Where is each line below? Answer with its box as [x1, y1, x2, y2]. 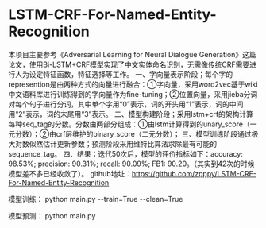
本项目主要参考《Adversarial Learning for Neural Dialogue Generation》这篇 [8, 49, 256, 59]
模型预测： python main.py [8, 211, 96, 220]
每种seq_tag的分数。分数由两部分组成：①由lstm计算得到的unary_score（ [8, 119, 250, 129]
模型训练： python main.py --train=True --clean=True [8, 194, 183, 203]
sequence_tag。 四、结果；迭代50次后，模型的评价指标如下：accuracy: [8, 149, 244, 158]
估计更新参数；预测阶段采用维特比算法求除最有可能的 [42, 139, 217, 149]
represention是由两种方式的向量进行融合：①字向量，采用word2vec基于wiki [8, 79, 258, 89]
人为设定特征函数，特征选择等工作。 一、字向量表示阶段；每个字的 [14, 69, 233, 79]
